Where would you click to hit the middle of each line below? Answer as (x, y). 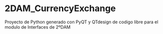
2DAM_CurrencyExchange (60, 8)
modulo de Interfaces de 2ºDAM (38, 27)
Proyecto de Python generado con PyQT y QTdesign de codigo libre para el (81, 22)
